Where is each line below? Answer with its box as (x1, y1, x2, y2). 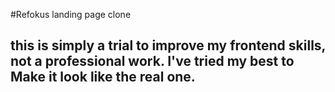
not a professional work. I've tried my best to (10, 53, 295, 70)
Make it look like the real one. (10, 69, 196, 86)
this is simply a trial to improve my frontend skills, (10, 37, 326, 54)
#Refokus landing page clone (10, 9, 132, 20)
